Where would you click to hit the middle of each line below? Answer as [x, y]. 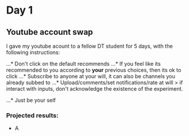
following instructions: [33, 52]
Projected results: [32, 115]
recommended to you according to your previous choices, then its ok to [94, 70]
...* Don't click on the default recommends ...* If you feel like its [84, 64]
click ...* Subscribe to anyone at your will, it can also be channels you [91, 76]
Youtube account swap [50, 32]
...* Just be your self [31, 100]
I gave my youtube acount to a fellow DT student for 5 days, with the [89, 46]
